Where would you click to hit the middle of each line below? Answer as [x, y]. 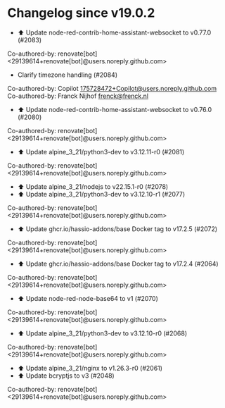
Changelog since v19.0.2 [81, 13]
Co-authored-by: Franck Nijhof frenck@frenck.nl [78, 96]
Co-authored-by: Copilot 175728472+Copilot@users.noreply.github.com [112, 88]
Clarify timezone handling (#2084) [67, 75]
